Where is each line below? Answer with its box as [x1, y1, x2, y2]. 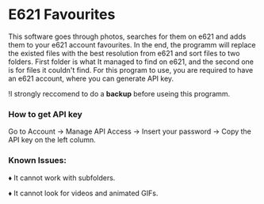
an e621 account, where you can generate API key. [8, 74, 174, 83]
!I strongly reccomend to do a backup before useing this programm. [8, 89, 231, 98]
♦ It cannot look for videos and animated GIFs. [8, 188, 159, 198]
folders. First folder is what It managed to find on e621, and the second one [8, 57, 254, 66]
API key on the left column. [8, 135, 97, 145]
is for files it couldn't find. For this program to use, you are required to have [8, 65, 254, 74]
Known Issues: [8, 155, 67, 166]
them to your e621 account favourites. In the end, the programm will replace [8, 40, 256, 49]
